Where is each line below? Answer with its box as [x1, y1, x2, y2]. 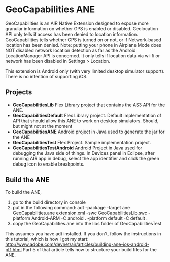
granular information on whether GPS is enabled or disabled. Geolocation [5, 25, 158, 31]
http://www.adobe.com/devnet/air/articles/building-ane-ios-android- [5, 241, 150, 247]
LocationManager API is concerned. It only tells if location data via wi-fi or [5, 52, 160, 59]
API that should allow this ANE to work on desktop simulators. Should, [12, 118, 159, 124]
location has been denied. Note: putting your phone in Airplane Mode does [5, 42, 161, 48]
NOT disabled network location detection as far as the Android [5, 47, 136, 53]
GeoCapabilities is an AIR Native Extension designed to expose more [5, 20, 149, 26]
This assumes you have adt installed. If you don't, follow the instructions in [5, 230, 161, 237]
